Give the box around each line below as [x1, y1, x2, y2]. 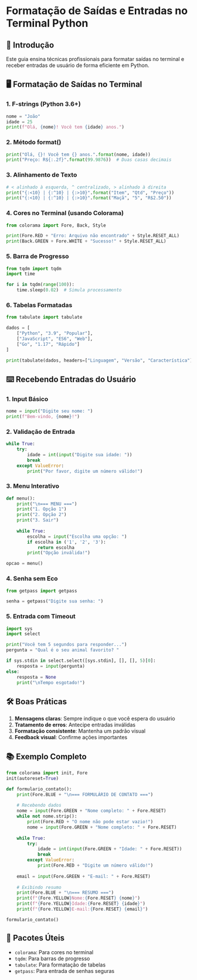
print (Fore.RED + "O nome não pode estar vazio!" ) [27, 819, 154, 825]
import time [6, 271, 35, 277]
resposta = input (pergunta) [16, 663, 85, 669]
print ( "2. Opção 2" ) [16, 512, 67, 518]
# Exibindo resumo [16, 884, 62, 890]
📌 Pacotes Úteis [6, 933, 65, 943]
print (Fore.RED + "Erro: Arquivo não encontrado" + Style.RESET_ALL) [6, 233, 180, 239]
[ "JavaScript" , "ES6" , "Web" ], [16, 336, 93, 342]
